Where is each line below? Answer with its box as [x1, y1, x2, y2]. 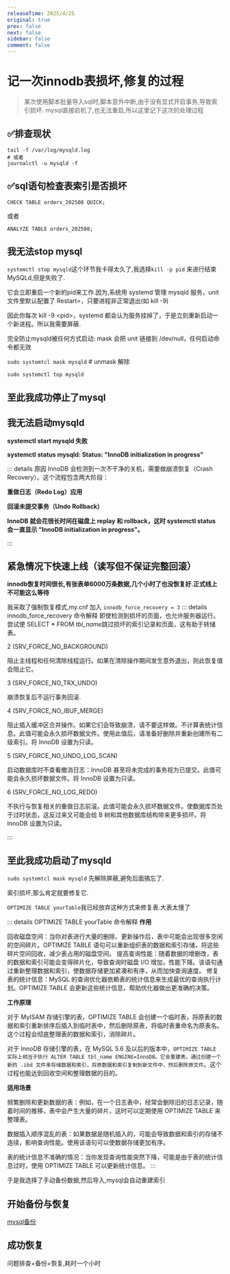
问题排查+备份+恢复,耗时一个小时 [7, 1259, 101, 1267]
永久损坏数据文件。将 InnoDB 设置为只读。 [18, 774, 139, 783]
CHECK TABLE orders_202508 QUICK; [7, 199, 106, 206]
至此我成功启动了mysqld [7, 855, 112, 866]
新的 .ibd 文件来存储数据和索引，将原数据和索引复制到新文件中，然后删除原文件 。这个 [7, 1060, 222, 1069]
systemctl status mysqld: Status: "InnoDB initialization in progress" [7, 450, 204, 458]
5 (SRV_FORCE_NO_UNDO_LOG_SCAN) [7, 752, 118, 760]
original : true [7, 16, 51, 23]
